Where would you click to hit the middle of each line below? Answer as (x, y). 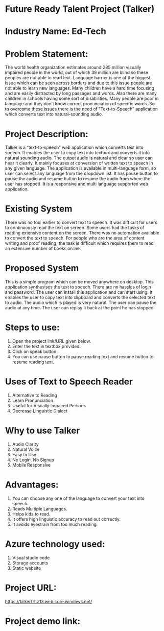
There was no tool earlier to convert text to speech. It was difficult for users (81, 222)
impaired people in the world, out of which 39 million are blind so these (77, 72)
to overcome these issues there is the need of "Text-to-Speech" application (82, 109)
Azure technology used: (55, 544)
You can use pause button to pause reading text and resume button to (83, 357)
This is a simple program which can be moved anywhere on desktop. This (80, 282)
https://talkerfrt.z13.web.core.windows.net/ (48, 601)
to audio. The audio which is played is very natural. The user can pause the (81, 303)
